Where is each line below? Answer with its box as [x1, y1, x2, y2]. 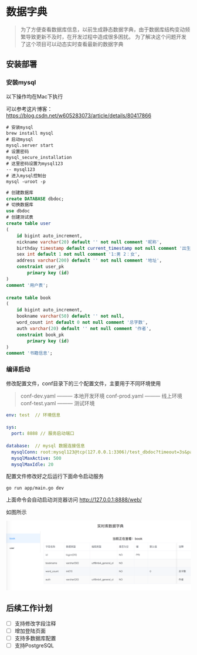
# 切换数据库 [6, 202, 33, 208]
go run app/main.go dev [6, 485, 64, 491]
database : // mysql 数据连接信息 [6, 443, 85, 449]
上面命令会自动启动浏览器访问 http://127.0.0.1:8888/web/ [6, 496, 142, 503]
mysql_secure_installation [6, 154, 72, 160]
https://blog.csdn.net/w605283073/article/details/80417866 [6, 112, 151, 119]
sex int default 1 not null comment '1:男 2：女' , [16, 252, 141, 257]
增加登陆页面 [14, 627, 46, 634]
